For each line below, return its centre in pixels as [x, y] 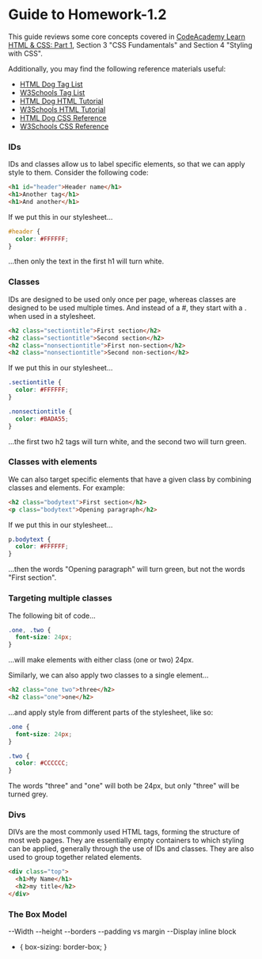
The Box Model [38, 914]
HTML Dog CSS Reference [63, 117]
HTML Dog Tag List [51, 84]
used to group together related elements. [75, 857]
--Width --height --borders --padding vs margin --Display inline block [122, 932]
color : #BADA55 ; [42, 419]
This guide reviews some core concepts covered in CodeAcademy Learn [127, 36]
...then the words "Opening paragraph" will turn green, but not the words [127, 570]
